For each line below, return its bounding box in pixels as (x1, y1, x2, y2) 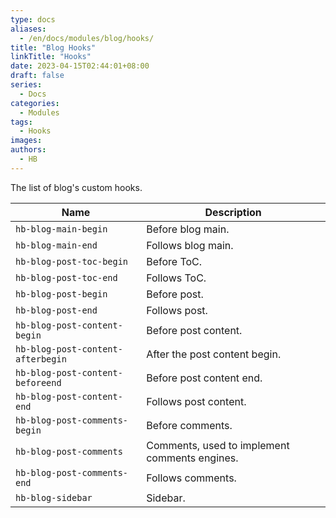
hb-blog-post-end (15, 304, 98, 316)
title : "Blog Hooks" (10, 42, 97, 53)
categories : (10, 98, 60, 108)
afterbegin (15, 353, 67, 365)
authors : (10, 145, 47, 155)
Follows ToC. (146, 271, 207, 285)
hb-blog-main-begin (15, 223, 108, 235)
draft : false (10, 71, 65, 81)
